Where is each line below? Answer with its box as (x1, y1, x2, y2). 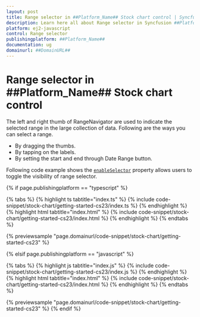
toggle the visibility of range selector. (6, 172, 97, 180)
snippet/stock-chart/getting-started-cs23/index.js (6, 268, 129, 275)
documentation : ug (6, 42, 52, 48)
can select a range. (6, 130, 54, 137)
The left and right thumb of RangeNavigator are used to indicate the (6, 118, 173, 125)
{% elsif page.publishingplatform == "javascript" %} (6, 250, 134, 258)
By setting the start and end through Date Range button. (14, 155, 153, 162)
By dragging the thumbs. (14, 142, 76, 149)
